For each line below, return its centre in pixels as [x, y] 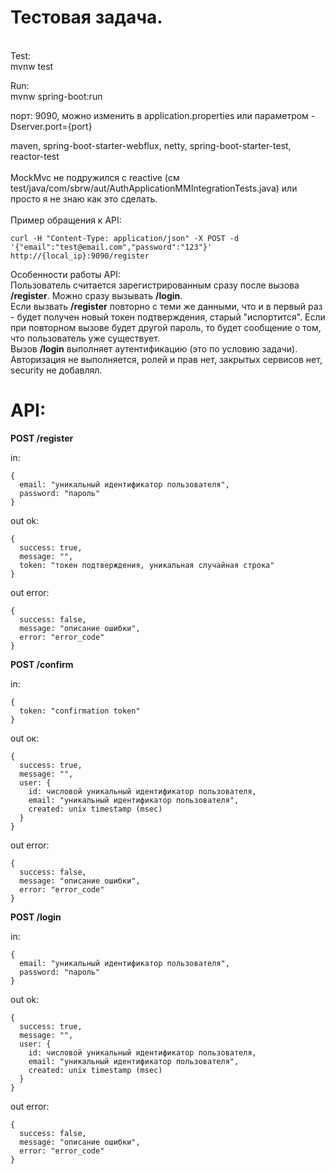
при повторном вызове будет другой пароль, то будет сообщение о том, [166, 327]
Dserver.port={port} [51, 126]
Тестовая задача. [86, 17]
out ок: [25, 738]
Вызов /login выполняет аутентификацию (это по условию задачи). [154, 348]
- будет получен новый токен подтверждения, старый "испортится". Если [168, 317]
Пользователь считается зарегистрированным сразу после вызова [155, 285]
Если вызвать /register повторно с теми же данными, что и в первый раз [166, 306]
